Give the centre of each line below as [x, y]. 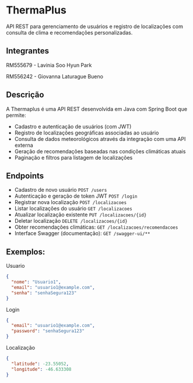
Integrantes [28, 51]
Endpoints [25, 176]
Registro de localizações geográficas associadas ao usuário [87, 133]
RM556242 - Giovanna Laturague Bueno [55, 76]
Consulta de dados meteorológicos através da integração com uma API [100, 139]
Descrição [25, 95]
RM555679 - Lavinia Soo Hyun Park [49, 65]
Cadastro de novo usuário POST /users [61, 190]
